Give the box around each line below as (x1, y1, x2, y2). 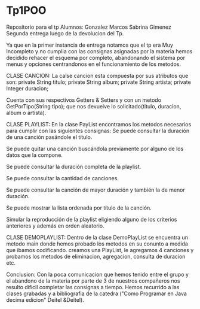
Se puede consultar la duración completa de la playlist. (6, 163, 141, 170)
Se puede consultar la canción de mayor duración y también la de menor (6, 186, 185, 193)
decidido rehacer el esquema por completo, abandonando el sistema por (6, 54, 186, 61)
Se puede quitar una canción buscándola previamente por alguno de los (6, 145, 184, 152)
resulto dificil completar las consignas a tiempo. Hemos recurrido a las (6, 283, 180, 290)
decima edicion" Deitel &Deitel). (6, 296, 85, 303)
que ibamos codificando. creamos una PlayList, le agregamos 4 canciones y (6, 246, 194, 253)
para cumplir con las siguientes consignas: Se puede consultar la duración (6, 127, 190, 134)
